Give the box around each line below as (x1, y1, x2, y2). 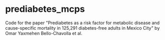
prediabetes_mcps (5, 3, 85, 15)
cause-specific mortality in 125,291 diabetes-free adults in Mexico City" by (5, 25, 160, 31)
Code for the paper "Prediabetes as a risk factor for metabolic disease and (5, 20, 160, 26)
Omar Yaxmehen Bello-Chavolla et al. (5, 30, 82, 36)
